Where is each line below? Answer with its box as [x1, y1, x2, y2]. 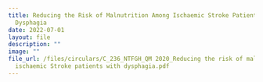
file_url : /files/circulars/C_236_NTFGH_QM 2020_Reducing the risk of [8, 55, 243, 63]
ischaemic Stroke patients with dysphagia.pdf [15, 62, 170, 70]
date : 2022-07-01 [8, 26, 65, 34]
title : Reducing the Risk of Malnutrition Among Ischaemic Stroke [8, 11, 229, 20]
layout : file [8, 33, 51, 41]
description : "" [8, 41, 61, 48]
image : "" [8, 48, 41, 55]
